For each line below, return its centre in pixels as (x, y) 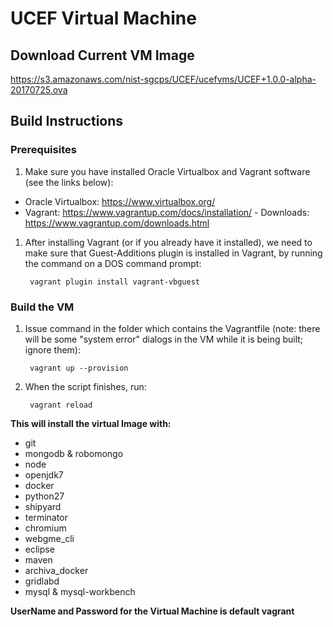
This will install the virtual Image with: (91, 423)
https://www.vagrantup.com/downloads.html (117, 223)
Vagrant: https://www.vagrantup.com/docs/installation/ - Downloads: (167, 212)
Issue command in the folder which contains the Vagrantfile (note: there (172, 328)
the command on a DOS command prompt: (113, 263)
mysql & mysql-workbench (80, 591)
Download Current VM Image (102, 55)
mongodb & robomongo (74, 453)
